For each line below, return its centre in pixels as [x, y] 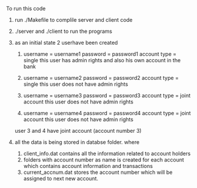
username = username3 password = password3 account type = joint [107, 95]
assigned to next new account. [61, 178]
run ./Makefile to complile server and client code [73, 20]
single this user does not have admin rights [76, 84]
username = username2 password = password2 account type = [101, 78]
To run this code [26, 9]
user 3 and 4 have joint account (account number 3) [78, 131]
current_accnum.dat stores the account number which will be [98, 172]
